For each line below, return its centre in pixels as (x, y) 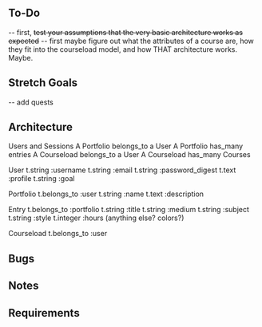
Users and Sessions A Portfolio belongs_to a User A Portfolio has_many (126, 146)
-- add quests (31, 102)
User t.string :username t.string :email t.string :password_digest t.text (122, 170)
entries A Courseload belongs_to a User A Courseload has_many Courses (129, 155)
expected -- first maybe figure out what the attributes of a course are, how (131, 41)
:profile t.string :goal (42, 179)
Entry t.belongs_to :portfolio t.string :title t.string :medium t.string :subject (129, 210)
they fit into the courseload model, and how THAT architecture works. (123, 49)
